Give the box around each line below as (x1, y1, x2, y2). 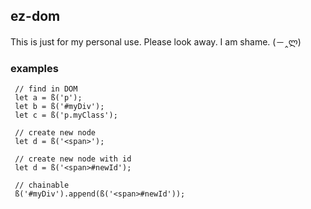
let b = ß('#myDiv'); (14, 102, 105, 112)
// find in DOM (14, 84, 78, 94)
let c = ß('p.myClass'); (14, 110, 118, 121)
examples (10, 61, 59, 75)
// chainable (14, 180, 70, 191)
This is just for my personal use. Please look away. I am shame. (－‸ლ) (10, 35, 302, 48)
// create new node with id (14, 154, 132, 164)
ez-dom (10, 8, 61, 25)
